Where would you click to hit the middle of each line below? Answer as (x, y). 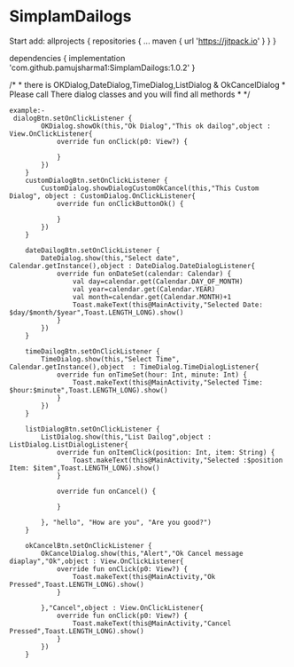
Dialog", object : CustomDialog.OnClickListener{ (103, 196)
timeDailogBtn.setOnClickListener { (93, 351)
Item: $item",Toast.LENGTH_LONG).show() (85, 468)
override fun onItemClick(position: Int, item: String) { (166, 452)
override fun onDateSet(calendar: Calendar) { (144, 274)
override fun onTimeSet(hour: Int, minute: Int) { (152, 375)
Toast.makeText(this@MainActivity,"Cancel (152, 623)
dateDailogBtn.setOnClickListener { (93, 250)
